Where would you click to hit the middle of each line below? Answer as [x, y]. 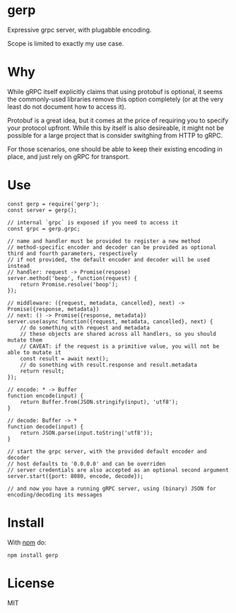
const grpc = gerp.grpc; [44, 228]
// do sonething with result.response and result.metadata [109, 365]
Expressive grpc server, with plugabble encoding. [79, 30]
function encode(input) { [45, 396]
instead [19, 266]
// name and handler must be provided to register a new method [104, 241]
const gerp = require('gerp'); [53, 204]
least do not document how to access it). [67, 106]
